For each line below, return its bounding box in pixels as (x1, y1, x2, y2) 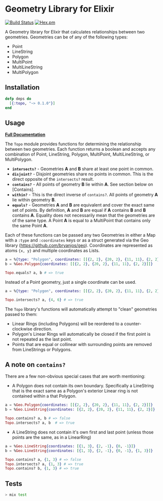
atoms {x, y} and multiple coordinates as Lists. (5, 248, 100, 254)
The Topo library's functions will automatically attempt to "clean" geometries (5, 306, 157, 312)
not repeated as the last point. (12, 336, 72, 342)
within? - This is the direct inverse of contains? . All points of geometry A (12, 192, 158, 198)
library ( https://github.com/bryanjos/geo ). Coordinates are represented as (5, 242, 153, 248)
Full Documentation (5, 132, 46, 138)
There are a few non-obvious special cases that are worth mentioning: (5, 373, 146, 380)
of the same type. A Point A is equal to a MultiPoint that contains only (12, 218, 151, 224)
